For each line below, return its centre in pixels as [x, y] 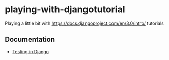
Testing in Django [31, 51]
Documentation [30, 39]
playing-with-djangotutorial [65, 9]
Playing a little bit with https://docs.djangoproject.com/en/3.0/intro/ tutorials [84, 23]
